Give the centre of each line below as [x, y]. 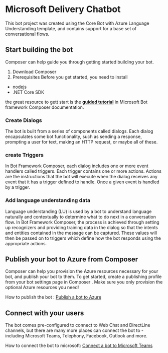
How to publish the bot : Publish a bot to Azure [53, 297]
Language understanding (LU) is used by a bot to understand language [78, 211]
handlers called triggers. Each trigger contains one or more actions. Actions [83, 171]
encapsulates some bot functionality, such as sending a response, [73, 136]
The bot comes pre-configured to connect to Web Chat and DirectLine [78, 325]
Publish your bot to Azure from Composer [72, 260]
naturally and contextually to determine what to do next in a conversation [81, 217]
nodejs [19, 87]
